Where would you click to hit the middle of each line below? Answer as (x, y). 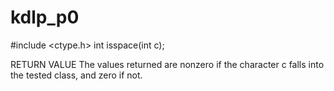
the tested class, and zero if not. (76, 75)
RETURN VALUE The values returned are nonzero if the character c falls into (167, 64)
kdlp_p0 (45, 17)
